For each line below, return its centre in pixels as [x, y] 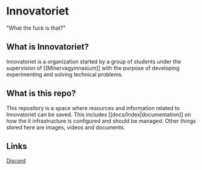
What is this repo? [41, 93]
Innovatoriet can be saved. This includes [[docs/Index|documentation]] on [99, 114]
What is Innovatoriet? [47, 47]
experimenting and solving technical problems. [65, 74]
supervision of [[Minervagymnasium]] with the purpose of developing [93, 68]
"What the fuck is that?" [36, 28]
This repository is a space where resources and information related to [93, 108]
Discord [16, 161]
